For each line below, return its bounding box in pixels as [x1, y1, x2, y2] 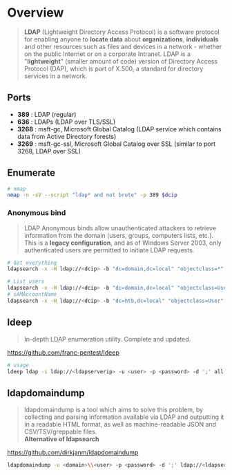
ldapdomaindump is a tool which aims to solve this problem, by [23, 406, 204, 414]
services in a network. [23, 71, 88, 80]
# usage [7, 362, 30, 369]
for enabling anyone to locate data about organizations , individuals [23, 35, 219, 43]
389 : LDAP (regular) [17, 110, 77, 118]
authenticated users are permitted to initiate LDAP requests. [23, 245, 195, 254]
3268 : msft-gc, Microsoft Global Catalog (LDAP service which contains [17, 124, 222, 133]
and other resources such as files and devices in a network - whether [23, 42, 222, 50]
